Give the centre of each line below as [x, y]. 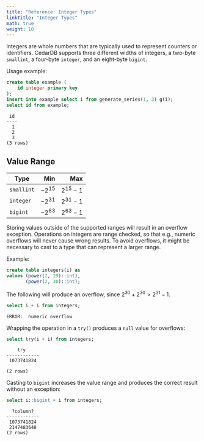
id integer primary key [48, 88]
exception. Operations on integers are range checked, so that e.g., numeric [101, 234]
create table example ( [37, 82]
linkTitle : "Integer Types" [42, 18]
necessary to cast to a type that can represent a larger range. [84, 247]
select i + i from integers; [43, 305]
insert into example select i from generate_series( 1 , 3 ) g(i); [90, 99]
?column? [23, 412]
